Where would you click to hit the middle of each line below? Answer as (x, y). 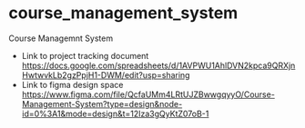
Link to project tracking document (85, 55)
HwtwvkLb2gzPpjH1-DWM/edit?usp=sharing (106, 74)
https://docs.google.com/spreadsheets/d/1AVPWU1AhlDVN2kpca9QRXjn (158, 65)
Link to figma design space (72, 84)
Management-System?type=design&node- (102, 103)
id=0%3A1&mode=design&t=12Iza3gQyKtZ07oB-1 (115, 113)
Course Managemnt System (61, 38)
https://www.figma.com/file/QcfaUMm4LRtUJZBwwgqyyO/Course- (148, 94)
